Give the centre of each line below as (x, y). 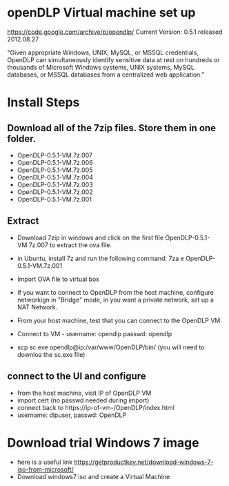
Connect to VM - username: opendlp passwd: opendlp (94, 333)
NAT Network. (37, 307)
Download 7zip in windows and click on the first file (90, 237)
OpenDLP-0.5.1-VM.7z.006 (55, 162)
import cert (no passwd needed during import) (83, 400)
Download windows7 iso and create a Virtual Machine (93, 476)
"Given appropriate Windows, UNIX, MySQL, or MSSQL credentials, (103, 52)
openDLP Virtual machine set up (101, 13)
